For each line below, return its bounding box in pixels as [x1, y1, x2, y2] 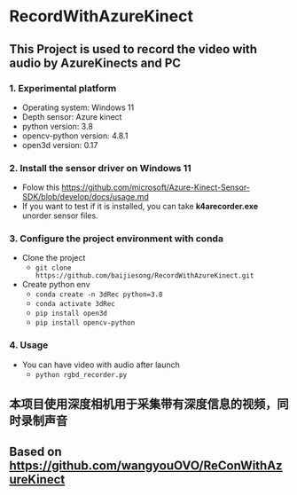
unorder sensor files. [21, 210, 99, 221]
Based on [9, 444, 62, 459]
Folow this [21, 182, 60, 192]
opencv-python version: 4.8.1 [21, 130, 129, 141]
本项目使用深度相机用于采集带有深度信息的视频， [9, 397, 277, 412]
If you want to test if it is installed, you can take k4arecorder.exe [21, 201, 259, 212]
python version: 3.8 [21, 121, 93, 131]
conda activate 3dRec [35, 300, 115, 309]
